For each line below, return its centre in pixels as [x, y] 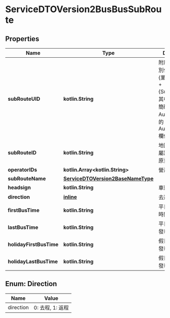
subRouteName [27, 178]
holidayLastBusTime [33, 262]
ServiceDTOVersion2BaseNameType [108, 178]
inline [70, 197]
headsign [19, 187]
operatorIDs [23, 170]
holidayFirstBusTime [33, 244]
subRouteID [22, 153]
